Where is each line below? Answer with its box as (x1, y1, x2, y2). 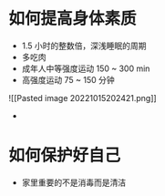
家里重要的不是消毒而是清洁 (21, 177, 127, 188)
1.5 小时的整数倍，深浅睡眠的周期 (21, 40, 147, 51)
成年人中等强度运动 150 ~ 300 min (21, 63, 150, 74)
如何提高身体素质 (8, 8, 138, 29)
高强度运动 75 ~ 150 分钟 (21, 74, 115, 85)
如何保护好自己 (8, 145, 121, 166)
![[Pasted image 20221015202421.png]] (8, 92, 157, 103)
